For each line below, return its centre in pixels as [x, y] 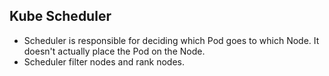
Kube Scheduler [60, 16]
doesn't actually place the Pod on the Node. [114, 51]
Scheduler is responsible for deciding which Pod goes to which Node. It [171, 40]
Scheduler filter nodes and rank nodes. [104, 61]
